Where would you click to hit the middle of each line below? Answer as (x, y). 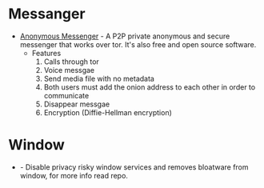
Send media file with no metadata (99, 78)
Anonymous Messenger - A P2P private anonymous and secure (125, 36)
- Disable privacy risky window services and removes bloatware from (134, 167)
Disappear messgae (77, 104)
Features (46, 53)
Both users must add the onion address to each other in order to (150, 87)
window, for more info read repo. (74, 175)
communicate (66, 95)
